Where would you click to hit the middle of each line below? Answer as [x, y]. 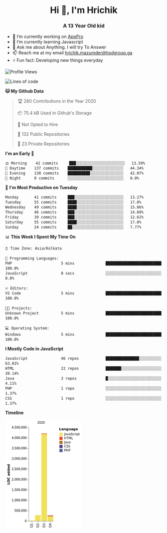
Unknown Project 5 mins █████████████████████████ [83, 313]
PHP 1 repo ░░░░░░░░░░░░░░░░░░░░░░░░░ [83, 389]
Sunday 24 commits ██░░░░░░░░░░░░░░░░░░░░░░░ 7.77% [73, 227]
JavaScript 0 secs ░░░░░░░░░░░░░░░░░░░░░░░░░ [83, 273]
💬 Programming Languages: [32, 259]
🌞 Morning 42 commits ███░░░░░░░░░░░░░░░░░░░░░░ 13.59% [75, 163]
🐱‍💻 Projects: [19, 308]
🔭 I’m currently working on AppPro [48, 36]
